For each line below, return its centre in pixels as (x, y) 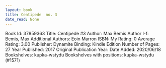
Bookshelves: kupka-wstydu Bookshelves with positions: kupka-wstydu (80, 55)
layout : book (19, 10)
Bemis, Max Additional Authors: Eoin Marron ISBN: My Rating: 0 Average (80, 39)
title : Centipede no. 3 (31, 15)
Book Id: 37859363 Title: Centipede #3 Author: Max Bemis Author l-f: (77, 34)
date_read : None (22, 19)
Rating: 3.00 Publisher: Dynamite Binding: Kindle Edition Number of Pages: (82, 44)
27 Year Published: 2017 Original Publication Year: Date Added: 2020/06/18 (83, 50)
